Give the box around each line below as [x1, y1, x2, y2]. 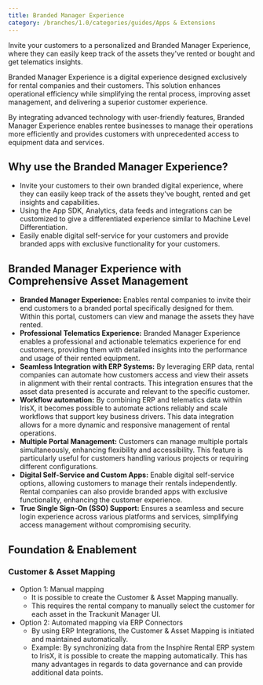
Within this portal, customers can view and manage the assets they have [19, 312, 254, 322]
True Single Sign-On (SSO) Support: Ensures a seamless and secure [19, 504, 244, 513]
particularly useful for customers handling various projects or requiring [19, 454, 249, 463]
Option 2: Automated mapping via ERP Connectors [19, 618, 183, 627]
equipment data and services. [8, 137, 104, 147]
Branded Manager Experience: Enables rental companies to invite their [19, 295, 251, 304]
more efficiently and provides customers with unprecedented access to [8, 129, 239, 138]
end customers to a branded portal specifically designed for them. [19, 304, 234, 313]
